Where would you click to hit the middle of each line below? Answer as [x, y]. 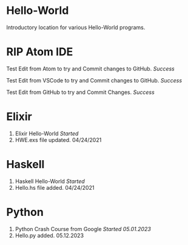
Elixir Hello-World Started [47, 133]
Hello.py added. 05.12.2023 [49, 235]
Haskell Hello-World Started [50, 181]
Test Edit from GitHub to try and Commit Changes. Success [80, 92]
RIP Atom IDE [40, 52]
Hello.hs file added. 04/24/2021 [55, 187]
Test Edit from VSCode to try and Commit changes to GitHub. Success [94, 80]
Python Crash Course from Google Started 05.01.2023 [83, 229]
